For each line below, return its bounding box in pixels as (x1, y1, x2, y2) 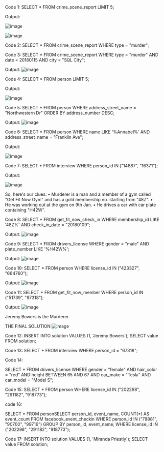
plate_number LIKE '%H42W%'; (5, 246, 70, 252)
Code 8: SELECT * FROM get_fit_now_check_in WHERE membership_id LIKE (5, 216, 160, 222)
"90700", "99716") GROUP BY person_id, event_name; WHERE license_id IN (5, 422, 158, 427)
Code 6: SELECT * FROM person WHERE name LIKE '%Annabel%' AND (5, 129, 150, 135)
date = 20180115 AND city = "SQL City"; (5, 57, 86, 63)
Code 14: (5, 357, 23, 363)
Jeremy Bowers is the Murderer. (5, 314, 70, 319)
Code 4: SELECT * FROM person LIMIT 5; (5, 76, 90, 82)
